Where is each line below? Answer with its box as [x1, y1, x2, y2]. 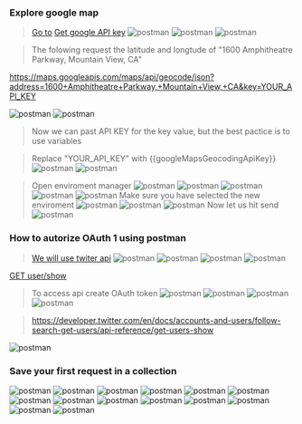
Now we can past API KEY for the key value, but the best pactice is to [31, 126, 291, 137]
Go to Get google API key [31, 27, 127, 38]
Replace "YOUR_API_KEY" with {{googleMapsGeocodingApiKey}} [31, 153, 277, 164]
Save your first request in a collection [9, 364, 177, 377]
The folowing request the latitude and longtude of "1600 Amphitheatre [31, 44, 294, 55]
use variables [31, 136, 82, 147]
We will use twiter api [31, 252, 111, 264]
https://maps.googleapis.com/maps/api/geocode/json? [9, 72, 215, 82]
